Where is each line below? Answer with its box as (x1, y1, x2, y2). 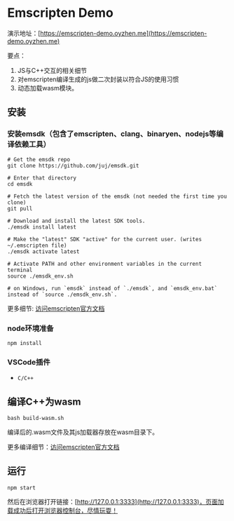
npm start (7, 484, 36, 492)
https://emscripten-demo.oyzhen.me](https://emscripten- (40, 29, 207, 37)
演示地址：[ (7, 29, 41, 37)
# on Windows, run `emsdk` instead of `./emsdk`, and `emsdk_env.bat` (7, 285, 218, 292)
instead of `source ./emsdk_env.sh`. (7, 291, 118, 298)
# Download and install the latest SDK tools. (7, 217, 146, 224)
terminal (7, 266, 33, 273)
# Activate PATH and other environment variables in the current (7, 260, 202, 267)
